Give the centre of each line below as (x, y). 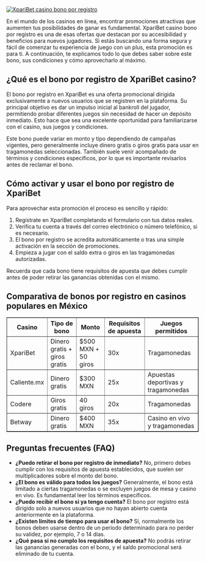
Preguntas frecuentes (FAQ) (61, 448)
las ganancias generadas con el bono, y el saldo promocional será (98, 547)
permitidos (171, 331)
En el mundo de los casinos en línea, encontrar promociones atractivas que (101, 21)
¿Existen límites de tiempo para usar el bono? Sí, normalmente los (99, 521)
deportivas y (166, 382)
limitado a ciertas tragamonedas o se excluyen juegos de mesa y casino (106, 489)
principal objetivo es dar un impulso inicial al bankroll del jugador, (88, 107)
